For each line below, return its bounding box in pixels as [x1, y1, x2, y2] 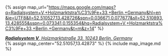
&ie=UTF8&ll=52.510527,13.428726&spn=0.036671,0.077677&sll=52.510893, [5, 15, 163, 20]
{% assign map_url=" [5, 4, 49, 10]
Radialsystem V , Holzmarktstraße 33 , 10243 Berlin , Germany [5, 35, 133, 41]
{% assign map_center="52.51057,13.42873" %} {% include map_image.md [5, 40, 161, 46]
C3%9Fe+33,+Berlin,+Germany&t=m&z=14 [5, 25, 94, 31]
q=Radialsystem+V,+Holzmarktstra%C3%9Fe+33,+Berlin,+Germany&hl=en [5, 9, 161, 15]
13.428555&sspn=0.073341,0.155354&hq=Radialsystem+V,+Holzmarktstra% [5, 20, 163, 26]
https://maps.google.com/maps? [48, 4, 116, 10]
